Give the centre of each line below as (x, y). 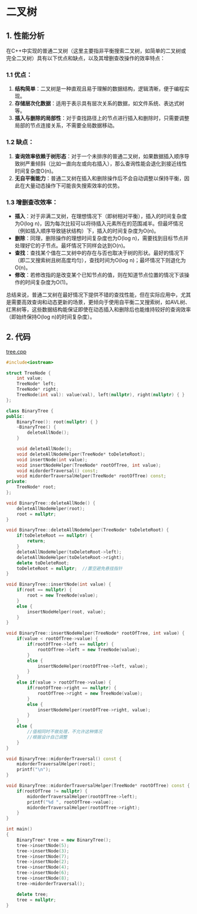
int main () (19, 829)
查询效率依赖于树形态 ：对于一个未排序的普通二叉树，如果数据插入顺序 (99, 156)
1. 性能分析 (26, 36)
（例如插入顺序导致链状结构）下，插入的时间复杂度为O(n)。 (87, 230)
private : (17, 482)
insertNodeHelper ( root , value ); (67, 612)
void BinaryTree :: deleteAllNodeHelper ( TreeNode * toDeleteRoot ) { (87, 530)
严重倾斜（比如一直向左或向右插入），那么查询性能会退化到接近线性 (106, 163)
